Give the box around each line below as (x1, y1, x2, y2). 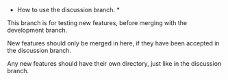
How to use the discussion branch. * (16, 6, 120, 14)
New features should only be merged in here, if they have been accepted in (7, 39, 220, 47)
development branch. (7, 26, 68, 34)
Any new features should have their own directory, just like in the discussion (7, 60, 222, 67)
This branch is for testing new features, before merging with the (7, 19, 187, 26)
